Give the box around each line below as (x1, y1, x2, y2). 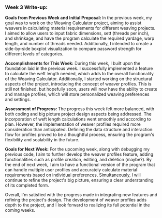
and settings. (5, 97, 31, 102)
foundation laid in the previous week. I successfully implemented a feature (5, 66, 153, 71)
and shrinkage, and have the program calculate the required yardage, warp (5, 35, 155, 41)
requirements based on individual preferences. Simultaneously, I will (5, 172, 141, 178)
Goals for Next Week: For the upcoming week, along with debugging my (5, 146, 150, 152)
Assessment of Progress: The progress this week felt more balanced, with (5, 106, 155, 112)
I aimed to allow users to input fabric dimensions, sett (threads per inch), (5, 31, 150, 36)
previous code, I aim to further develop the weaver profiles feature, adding (5, 151, 154, 157)
